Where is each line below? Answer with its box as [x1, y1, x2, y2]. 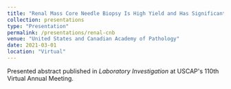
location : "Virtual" [7, 49, 67, 55]
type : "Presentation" [7, 23, 69, 29]
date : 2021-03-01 [7, 42, 57, 49]
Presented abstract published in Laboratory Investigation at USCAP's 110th [7, 66, 219, 75]
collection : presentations [7, 16, 85, 23]
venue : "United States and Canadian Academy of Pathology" [7, 36, 180, 42]
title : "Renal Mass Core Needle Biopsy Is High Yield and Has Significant [7, 10, 226, 17]
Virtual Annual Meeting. [7, 74, 74, 82]
